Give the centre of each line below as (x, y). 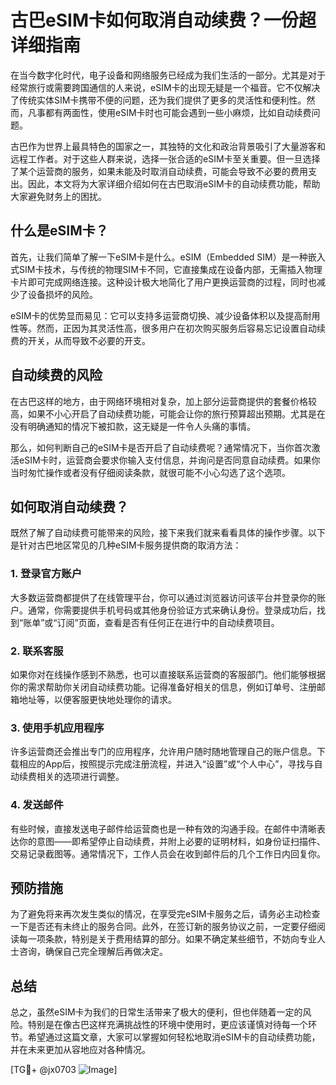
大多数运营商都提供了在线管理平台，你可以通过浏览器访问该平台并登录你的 (163, 597)
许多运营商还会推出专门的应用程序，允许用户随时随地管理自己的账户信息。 (163, 752)
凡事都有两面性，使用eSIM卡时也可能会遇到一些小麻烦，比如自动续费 (169, 112)
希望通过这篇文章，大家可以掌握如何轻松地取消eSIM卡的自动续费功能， (174, 1037)
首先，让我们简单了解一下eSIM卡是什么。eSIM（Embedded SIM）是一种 (159, 257)
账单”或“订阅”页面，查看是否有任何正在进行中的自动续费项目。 (151, 622)
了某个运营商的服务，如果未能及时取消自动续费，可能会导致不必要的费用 (159, 171)
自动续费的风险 (56, 375)
